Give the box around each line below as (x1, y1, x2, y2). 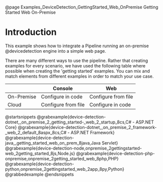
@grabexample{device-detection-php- (76, 150, 155, 156)
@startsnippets (5, 114, 36, 120)
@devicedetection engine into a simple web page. (5, 48, 107, 54)
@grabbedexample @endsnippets (5, 171, 74, 177)
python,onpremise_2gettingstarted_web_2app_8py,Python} (5, 166, 124, 172)
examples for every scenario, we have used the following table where (5, 62, 146, 68)
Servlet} (101, 140, 118, 146)
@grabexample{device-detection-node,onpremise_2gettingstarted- (5, 145, 142, 151)
